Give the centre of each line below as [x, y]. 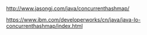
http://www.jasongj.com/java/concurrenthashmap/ [68, 8]
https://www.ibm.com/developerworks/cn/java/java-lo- [73, 20]
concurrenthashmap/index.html [44, 26]
